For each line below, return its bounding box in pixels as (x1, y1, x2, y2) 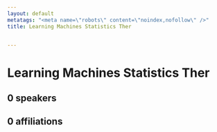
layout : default (7, 10, 54, 17)
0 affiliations (7, 115, 63, 128)
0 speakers (7, 92, 57, 104)
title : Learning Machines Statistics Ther (7, 23, 132, 30)
